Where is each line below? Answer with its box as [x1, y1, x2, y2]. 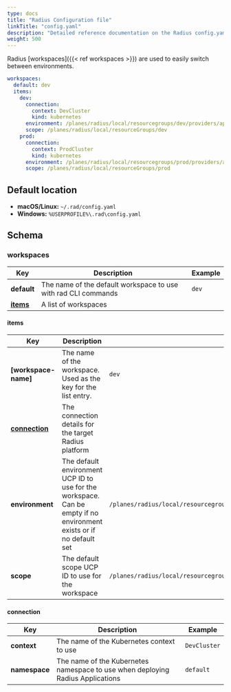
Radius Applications [56, 673, 121, 683]
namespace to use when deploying [56, 665, 170, 675]
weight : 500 [7, 36, 41, 43]
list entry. [61, 391, 92, 400]
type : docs [7, 10, 38, 17]
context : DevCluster [32, 108, 91, 114]
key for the [61, 382, 97, 391]
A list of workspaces [41, 299, 107, 309]
